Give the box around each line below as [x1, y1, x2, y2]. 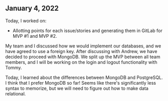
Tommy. [5, 64, 22, 70]
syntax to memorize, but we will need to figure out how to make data [5, 85, 149, 91]
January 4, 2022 [5, 4, 59, 13]
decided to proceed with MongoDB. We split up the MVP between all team [5, 54, 161, 60]
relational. [5, 90, 26, 96]
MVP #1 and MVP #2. [12, 33, 57, 39]
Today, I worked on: [5, 17, 47, 23]
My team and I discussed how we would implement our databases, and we [5, 43, 161, 49]
